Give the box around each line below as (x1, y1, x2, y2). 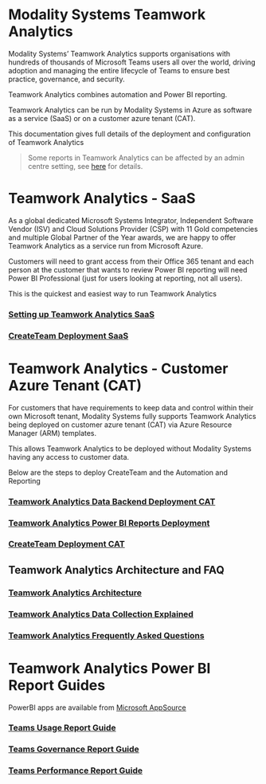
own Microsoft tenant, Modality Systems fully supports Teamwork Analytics (8, 411, 256, 421)
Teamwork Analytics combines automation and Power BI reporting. (8, 89, 228, 99)
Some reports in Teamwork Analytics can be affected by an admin (27, 153, 245, 163)
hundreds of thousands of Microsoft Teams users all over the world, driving (8, 57, 256, 67)
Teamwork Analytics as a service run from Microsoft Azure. (8, 241, 204, 250)
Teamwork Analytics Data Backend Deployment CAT (8, 496, 216, 507)
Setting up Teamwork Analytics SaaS (8, 308, 155, 319)
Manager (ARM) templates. (8, 428, 97, 437)
